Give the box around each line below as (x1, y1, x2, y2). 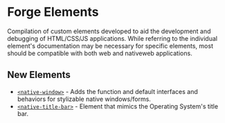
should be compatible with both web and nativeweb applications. (7, 49, 192, 57)
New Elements (7, 69, 71, 81)
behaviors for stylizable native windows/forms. (17, 95, 151, 103)
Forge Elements (7, 4, 99, 20)
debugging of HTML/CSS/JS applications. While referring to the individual (7, 34, 218, 42)
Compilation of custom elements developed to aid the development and (7, 27, 211, 35)
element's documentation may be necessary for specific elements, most (7, 41, 213, 50)
